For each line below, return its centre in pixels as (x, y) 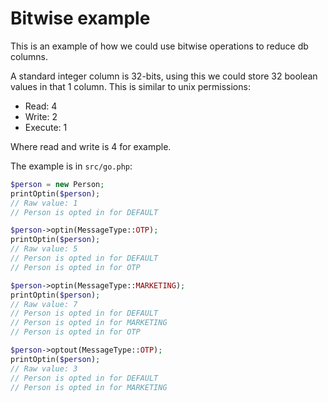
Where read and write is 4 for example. (91, 146)
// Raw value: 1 (44, 203)
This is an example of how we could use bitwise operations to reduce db (159, 46)
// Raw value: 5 (44, 249)
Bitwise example (80, 18)
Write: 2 (41, 116)
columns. (29, 56)
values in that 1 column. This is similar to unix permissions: (130, 86)
